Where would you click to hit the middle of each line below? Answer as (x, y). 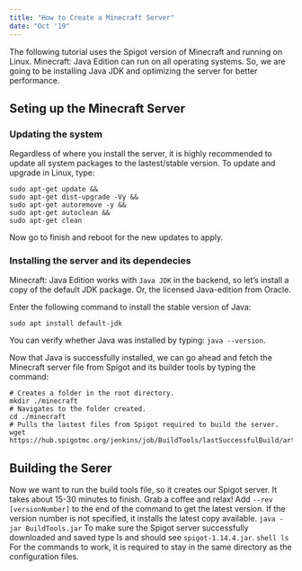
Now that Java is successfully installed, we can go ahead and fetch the (141, 358)
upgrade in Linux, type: (52, 173)
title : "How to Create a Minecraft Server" (92, 18)
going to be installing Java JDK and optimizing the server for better (133, 71)
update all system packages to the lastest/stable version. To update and (142, 164)
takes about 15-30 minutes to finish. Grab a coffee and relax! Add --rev (141, 499)
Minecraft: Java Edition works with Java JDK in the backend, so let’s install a (149, 281)
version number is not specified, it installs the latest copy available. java (142, 519)
